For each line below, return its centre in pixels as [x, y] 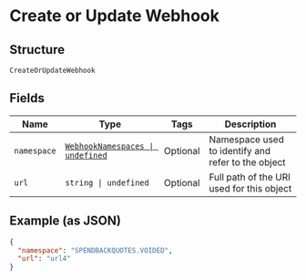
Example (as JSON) [65, 221]
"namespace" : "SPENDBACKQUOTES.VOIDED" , [95, 250]
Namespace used [246, 140]
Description [250, 124]
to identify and [240, 150]
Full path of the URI [250, 177]
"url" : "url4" [44, 259]
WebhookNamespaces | [110, 146]
